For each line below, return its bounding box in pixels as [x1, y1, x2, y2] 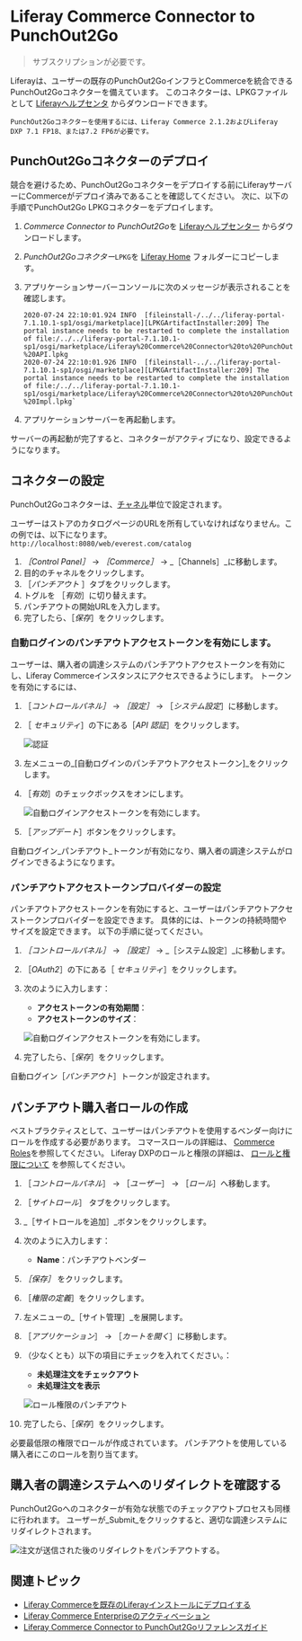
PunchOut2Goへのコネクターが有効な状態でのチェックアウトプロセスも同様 [10, 1503, 291, 1513]
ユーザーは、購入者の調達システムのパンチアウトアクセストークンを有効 [10, 659, 278, 670]
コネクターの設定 [10, 474, 105, 489]
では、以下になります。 [25, 528, 112, 540]
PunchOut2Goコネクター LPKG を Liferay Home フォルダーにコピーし [22, 251, 272, 262]
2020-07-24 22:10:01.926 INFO [22, 358, 138, 367]
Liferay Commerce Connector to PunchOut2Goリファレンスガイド [22, 1621, 268, 1632]
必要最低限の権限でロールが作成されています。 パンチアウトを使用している [10, 1437, 288, 1448]
